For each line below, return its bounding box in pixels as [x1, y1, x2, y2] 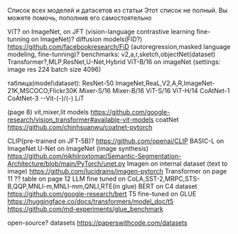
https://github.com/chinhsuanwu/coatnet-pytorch [7, 123, 153, 131]
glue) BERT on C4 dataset [121, 182, 198, 191]
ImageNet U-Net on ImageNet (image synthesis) [7, 144, 149, 152]
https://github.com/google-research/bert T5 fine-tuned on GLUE [7, 190, 197, 198]
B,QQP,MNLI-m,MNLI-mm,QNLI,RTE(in [7, 182, 121, 191]
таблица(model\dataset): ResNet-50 [7, 79, 114, 87]
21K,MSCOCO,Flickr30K [7, 87, 78, 95]
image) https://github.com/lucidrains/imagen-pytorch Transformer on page [7, 167, 227, 175]
